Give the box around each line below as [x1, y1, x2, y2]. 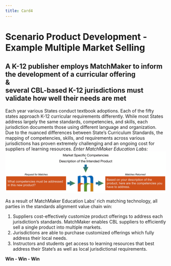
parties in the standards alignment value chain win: [5, 203, 112, 209]
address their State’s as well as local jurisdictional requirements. [12, 246, 148, 252]
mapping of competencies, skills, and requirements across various [5, 135, 145, 141]
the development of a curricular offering [5, 70, 136, 79]
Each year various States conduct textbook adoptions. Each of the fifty [5, 107, 154, 114]
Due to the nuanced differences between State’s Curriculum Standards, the [5, 129, 163, 136]
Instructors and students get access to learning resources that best [12, 240, 155, 247]
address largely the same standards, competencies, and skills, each [5, 118, 148, 125]
